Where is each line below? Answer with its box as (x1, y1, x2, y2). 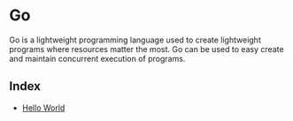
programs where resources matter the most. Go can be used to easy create (9, 43, 285, 54)
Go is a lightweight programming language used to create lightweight (9, 34, 261, 45)
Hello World (21, 102, 66, 113)
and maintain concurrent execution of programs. (9, 53, 186, 64)
